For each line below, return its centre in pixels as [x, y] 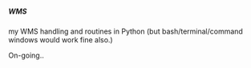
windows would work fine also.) [61, 39]
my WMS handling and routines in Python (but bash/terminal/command [125, 31]
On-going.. [26, 55]
